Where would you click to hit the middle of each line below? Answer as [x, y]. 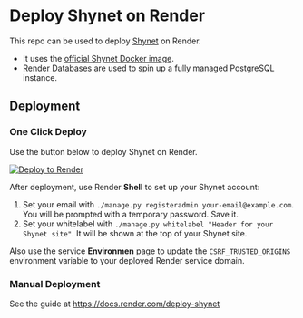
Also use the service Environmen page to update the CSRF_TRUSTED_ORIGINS [150, 251]
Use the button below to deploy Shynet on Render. [103, 151]
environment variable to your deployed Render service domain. [127, 260]
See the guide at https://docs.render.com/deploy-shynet [115, 304]
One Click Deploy [49, 132]
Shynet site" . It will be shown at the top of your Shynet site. [135, 233]
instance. [39, 77]
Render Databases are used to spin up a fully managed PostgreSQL [148, 68]
